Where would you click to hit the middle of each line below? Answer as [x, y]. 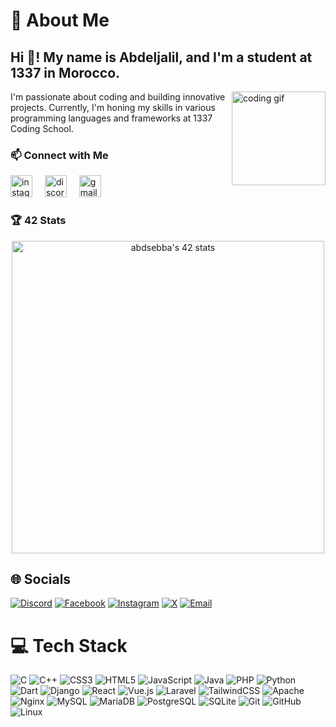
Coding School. [42, 128]
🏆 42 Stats [38, 221]
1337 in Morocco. [65, 72]
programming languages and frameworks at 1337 [111, 118]
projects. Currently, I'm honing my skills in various [113, 107]
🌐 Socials [41, 579]
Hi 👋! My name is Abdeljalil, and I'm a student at [161, 57]
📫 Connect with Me [59, 155]
